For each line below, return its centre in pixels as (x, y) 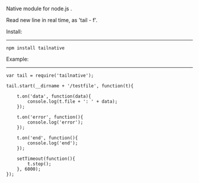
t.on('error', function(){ (50, 117)
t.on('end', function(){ (47, 138)
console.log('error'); (55, 122)
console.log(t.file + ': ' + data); (73, 102)
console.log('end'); (53, 143)
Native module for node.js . (39, 9)
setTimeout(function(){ (46, 159)
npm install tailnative (36, 48)
